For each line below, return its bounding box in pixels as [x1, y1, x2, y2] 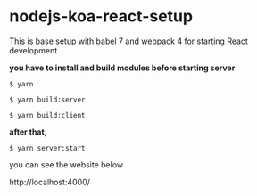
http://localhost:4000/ [9, 176, 91, 187]
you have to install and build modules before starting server [9, 62, 236, 73]
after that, [9, 127, 47, 137]
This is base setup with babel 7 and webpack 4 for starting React [9, 36, 248, 46]
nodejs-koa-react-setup [9, 6, 194, 27]
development [9, 45, 58, 55]
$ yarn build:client [9, 110, 87, 119]
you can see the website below [9, 159, 124, 170]
